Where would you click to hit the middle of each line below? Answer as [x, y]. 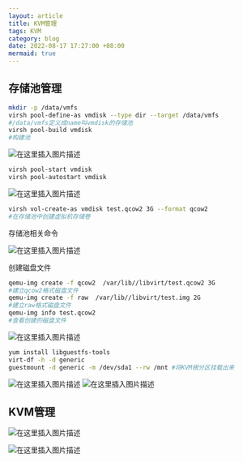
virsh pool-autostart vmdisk [58, 178]
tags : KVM [25, 31]
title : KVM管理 [33, 24]
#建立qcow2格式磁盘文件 [44, 290]
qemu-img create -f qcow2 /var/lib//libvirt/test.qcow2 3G [112, 283]
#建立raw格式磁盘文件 [40, 306]
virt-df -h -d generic [47, 360]
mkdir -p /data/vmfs [43, 107]
